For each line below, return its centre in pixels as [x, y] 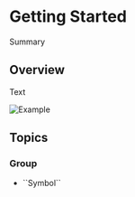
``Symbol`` [41, 183]
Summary [27, 42]
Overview [37, 70]
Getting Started [68, 17]
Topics [29, 138]
